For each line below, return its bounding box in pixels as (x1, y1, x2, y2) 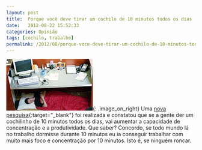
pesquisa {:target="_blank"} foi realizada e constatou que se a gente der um (6, 112, 194, 118)
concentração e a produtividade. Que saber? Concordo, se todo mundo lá (6, 124, 189, 131)
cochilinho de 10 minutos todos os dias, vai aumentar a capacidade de (6, 118, 180, 125)
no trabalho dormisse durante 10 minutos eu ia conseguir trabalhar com (6, 131, 183, 137)
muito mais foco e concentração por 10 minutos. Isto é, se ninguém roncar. (6, 137, 192, 144)
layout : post (6, 10, 39, 16)
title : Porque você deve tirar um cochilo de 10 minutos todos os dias (6, 16, 192, 22)
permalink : (6, 41, 34, 47)
